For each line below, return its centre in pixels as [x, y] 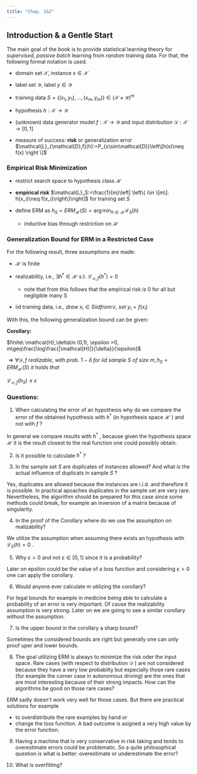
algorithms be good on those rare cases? [65, 688]
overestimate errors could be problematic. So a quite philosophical [96, 747]
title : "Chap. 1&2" [30, 11]
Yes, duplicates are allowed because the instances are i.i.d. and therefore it [97, 484]
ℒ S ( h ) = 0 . [20, 545]
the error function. [37, 729]
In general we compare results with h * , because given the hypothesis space [99, 436]
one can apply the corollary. [40, 575]
